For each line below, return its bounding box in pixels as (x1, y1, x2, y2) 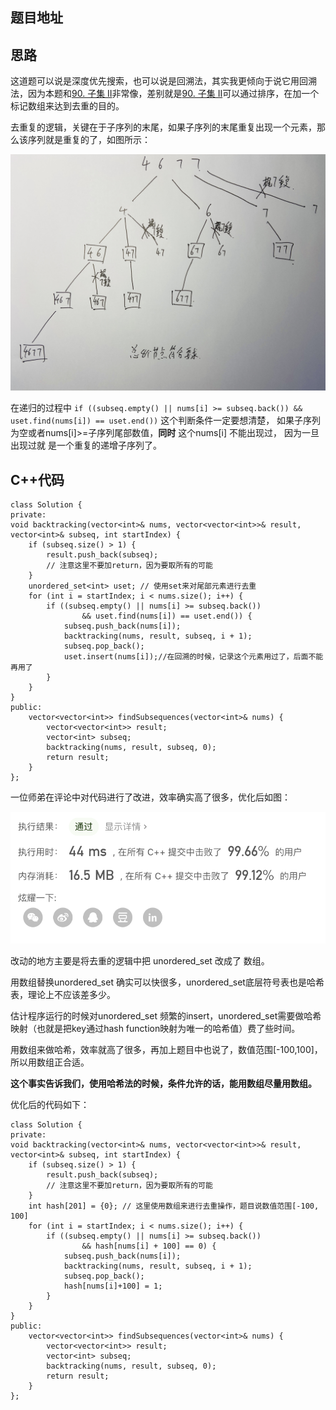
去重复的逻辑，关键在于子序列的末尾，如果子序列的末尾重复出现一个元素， (10, 121, 317, 133)
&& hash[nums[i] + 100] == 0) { (81, 1241, 217, 1251)
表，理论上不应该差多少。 (10, 988, 116, 1000)
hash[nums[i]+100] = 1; (63, 1281, 163, 1291)
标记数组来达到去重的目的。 (10, 100, 125, 112)
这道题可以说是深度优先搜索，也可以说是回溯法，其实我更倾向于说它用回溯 (10, 75, 317, 87)
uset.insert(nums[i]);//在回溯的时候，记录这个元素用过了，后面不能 (63, 652, 324, 662)
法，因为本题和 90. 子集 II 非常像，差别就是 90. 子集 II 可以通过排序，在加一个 (10, 88, 320, 100)
